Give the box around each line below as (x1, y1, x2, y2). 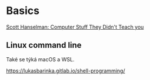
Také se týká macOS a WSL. (6, 55, 75, 62)
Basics (6, 4, 40, 18)
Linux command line (6, 40, 82, 50)
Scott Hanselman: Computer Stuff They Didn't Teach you (6, 23, 144, 30)
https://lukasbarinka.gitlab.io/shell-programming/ (6, 67, 125, 74)
